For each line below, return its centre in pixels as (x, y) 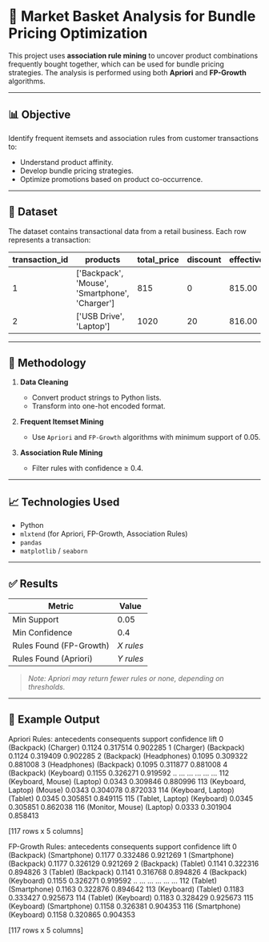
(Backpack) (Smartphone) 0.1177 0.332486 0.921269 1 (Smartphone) (121, 855)
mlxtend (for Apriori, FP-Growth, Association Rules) (104, 534)
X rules (130, 646)
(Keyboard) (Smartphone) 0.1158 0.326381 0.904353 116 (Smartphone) (125, 906)
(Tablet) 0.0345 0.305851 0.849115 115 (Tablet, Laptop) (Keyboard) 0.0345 (131, 798)
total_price (158, 260)
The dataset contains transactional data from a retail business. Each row (127, 231)
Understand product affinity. (66, 162)
